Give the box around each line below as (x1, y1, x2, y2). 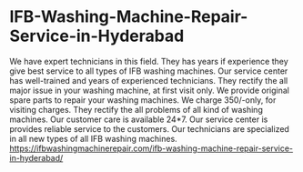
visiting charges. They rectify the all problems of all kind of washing (9, 104, 264, 115)
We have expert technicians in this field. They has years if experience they (9, 56, 288, 66)
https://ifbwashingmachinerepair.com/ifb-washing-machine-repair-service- (9, 143, 294, 154)
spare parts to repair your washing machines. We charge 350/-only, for (9, 94, 277, 106)
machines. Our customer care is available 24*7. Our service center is (9, 114, 268, 125)
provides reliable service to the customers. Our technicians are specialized (9, 123, 289, 134)
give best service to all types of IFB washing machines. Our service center (9, 66, 288, 76)
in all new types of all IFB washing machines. (9, 133, 177, 144)
